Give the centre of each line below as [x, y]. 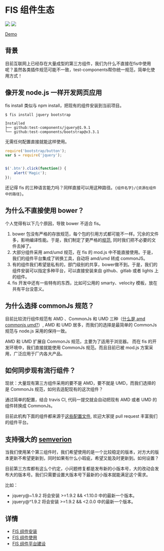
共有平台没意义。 [29, 289]
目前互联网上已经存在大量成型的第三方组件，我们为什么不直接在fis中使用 [78, 63]
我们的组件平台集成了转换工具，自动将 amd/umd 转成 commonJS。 [80, 258]
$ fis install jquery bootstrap [38, 115]
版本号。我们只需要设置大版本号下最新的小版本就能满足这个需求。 [84, 475]
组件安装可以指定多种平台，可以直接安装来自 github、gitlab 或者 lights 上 [85, 271]
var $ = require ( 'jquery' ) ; [34, 155]
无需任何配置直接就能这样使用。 [37, 141]
